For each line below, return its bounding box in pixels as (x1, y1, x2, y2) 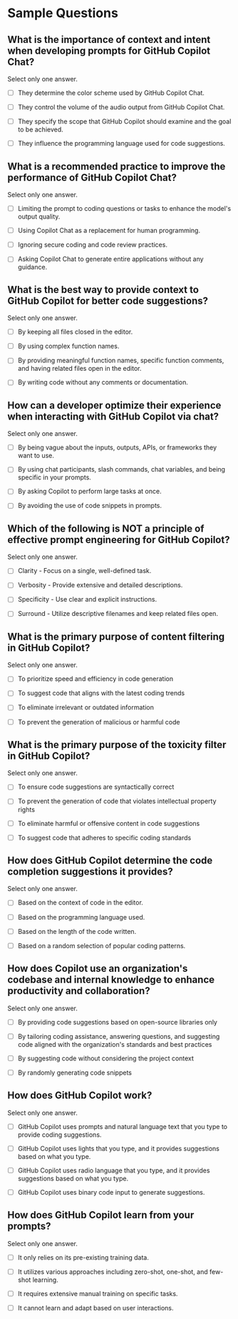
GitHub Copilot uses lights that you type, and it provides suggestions (17, 1144, 219, 1153)
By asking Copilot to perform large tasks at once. (17, 487, 162, 496)
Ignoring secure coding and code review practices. (17, 241, 167, 249)
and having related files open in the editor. (17, 364, 142, 373)
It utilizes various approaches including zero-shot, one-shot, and (17, 1267, 208, 1276)
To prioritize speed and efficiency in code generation (17, 675, 173, 683)
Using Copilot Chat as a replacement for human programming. (17, 227, 201, 235)
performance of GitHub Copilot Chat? (7, 171, 177, 184)
